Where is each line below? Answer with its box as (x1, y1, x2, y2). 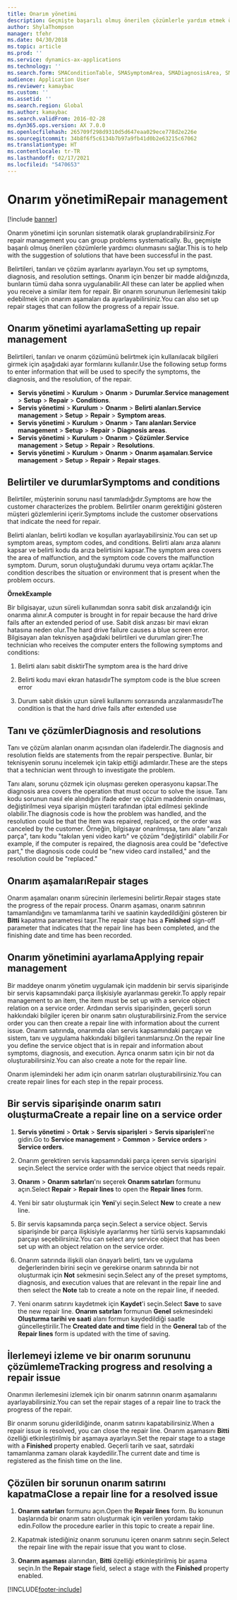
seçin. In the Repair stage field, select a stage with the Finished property (17, 1564, 229, 1572)
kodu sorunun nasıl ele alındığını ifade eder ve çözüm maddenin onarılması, (7, 795, 226, 803)
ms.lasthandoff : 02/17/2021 (7, 154, 90, 162)
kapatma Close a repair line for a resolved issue (7, 1488, 219, 1500)
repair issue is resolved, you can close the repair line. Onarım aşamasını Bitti (7, 1427, 230, 1435)
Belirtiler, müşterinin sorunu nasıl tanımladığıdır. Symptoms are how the (7, 495, 212, 503)
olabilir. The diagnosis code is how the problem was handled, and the (7, 810, 207, 818)
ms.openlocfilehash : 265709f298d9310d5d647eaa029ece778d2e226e (7, 128, 197, 135)
